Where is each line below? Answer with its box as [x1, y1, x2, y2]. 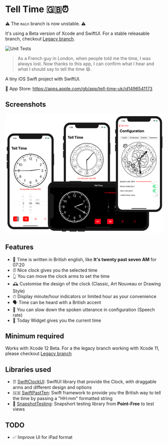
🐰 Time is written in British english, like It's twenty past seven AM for [12, 256, 157, 262]
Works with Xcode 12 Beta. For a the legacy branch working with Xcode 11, [5, 345, 159, 352]
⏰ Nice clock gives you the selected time [12, 267, 98, 273]
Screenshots [5, 100, 46, 109]
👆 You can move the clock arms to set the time [12, 273, 110, 279]
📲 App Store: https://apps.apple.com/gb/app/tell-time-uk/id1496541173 [5, 85, 152, 91]
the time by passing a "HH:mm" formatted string [12, 395, 113, 402]
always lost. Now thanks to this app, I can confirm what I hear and [17, 61, 154, 67]
